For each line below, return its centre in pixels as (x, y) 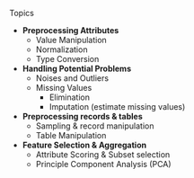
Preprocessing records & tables (82, 116)
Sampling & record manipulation (95, 126)
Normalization (62, 49)
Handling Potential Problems (77, 68)
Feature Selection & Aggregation (84, 145)
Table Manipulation (71, 135)
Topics (22, 13)
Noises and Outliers (72, 78)
